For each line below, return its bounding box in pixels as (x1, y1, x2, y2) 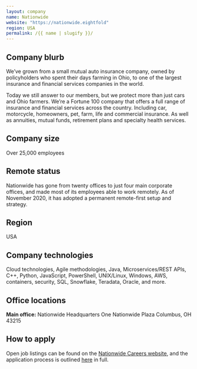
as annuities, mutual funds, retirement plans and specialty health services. (6, 116, 186, 123)
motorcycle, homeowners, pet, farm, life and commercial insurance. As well (6, 110, 189, 118)
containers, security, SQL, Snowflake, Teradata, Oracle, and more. (6, 279, 166, 286)
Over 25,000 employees (6, 149, 65, 156)
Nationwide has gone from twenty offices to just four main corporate (6, 182, 172, 189)
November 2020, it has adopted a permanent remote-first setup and (6, 194, 172, 202)
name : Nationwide (6, 14, 49, 20)
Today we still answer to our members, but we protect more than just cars (6, 92, 185, 99)
